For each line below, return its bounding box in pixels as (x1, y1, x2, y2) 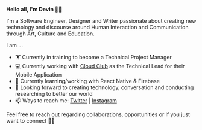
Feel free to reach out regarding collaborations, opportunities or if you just (6, 111, 191, 118)
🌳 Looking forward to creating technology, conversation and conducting (14, 84, 194, 91)
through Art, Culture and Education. (6, 30, 95, 37)
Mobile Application (14, 71, 62, 78)
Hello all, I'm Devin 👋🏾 (6, 6, 62, 13)
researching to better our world (14, 90, 93, 97)
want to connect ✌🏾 (6, 117, 55, 124)
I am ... (6, 42, 23, 49)
